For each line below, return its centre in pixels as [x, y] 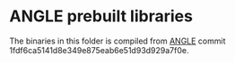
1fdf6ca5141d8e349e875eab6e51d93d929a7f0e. [99, 50]
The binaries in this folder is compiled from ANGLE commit [117, 41]
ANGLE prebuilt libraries [101, 16]
